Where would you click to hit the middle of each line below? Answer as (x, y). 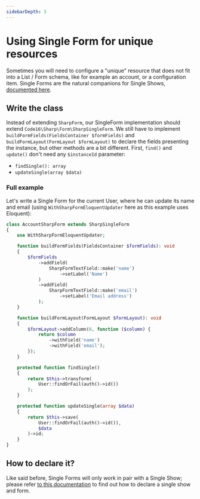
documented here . (29, 90)
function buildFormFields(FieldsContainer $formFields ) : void (96, 246)
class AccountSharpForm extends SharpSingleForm (68, 224)
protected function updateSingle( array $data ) (76, 406)
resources (32, 54)
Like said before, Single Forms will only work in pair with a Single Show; (94, 478)
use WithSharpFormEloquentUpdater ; (61, 235)
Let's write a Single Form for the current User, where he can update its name (100, 201)
